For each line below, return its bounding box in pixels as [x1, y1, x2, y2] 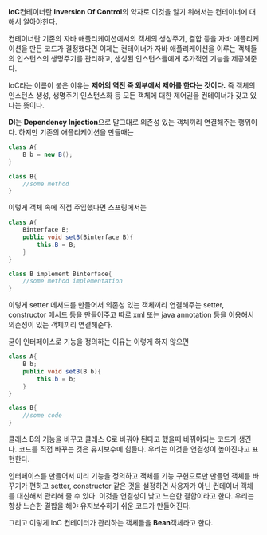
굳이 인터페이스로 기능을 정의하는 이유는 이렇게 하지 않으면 [8, 337, 190, 346]
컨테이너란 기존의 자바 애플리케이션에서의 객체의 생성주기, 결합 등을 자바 [8, 34, 232, 43]
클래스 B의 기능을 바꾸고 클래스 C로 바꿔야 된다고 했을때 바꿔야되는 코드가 [8, 435, 238, 443]
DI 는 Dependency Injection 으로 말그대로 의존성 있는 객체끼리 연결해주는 [8, 118, 237, 127]
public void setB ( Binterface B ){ [22, 233, 134, 241]
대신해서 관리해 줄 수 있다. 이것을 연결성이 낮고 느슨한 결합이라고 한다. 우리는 [16, 491, 255, 500]
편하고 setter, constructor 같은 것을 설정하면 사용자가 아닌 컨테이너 [29, 481, 239, 490]
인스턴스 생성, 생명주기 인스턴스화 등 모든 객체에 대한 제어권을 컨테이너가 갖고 [8, 91, 249, 100]
